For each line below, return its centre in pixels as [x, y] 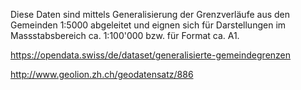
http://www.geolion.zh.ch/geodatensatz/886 [102, 74]
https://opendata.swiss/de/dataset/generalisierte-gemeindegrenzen [151, 55]
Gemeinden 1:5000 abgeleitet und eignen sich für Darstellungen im [148, 25]
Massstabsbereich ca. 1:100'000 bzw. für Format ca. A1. [125, 35]
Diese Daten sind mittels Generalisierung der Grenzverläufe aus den [150, 14]
